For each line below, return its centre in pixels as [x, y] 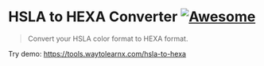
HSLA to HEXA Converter [93, 17]
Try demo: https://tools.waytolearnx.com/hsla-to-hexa [97, 53]
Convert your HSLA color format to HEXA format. [108, 38]
